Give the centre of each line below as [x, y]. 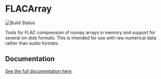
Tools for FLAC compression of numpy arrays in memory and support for [80, 32]
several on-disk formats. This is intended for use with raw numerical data [81, 38]
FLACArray [29, 9]
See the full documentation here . [39, 71]
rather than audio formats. [32, 43]
